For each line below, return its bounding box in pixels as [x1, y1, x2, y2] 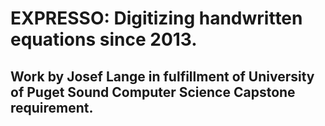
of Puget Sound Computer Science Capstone [10, 83, 296, 101]
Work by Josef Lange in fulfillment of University [10, 68, 315, 85]
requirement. [10, 99, 94, 116]
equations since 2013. [10, 28, 198, 51]
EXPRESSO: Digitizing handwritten [10, 7, 303, 30]
